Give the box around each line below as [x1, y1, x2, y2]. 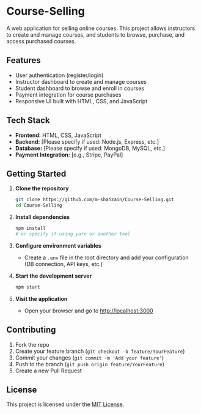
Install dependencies [15, 213, 70, 221]
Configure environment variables [15, 242, 102, 249]
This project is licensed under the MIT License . [6, 401, 125, 408]
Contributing [6, 325, 56, 335]
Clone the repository [15, 185, 69, 192]
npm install [15, 225, 46, 232]
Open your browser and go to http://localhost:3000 [24, 307, 154, 314]
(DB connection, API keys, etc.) [24, 260, 103, 267]
